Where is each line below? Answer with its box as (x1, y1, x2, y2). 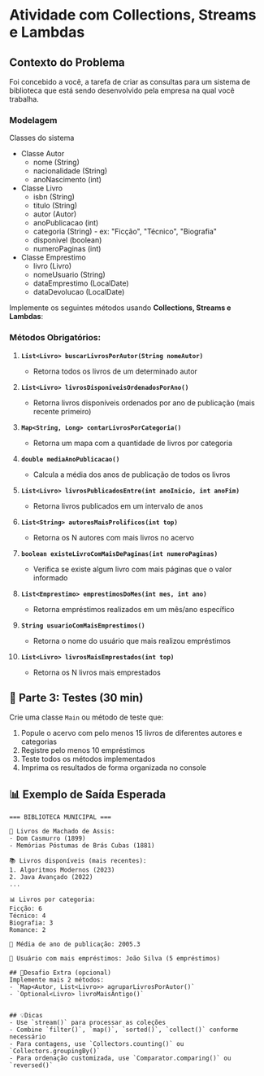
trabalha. (9, 94, 39, 103)
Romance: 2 (9, 926, 46, 934)
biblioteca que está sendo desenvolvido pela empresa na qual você (9, 85, 235, 95)
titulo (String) (32, 201, 78, 211)
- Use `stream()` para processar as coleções (9, 1019, 166, 1027)
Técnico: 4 (9, 912, 46, 921)
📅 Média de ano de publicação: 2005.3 (9, 940, 141, 949)
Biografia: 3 (9, 919, 54, 927)
